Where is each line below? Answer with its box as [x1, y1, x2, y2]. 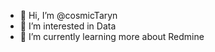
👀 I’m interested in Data [19, 20, 117, 32]
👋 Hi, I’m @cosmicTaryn [19, 10, 118, 21]
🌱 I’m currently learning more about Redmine [19, 31, 205, 42]
